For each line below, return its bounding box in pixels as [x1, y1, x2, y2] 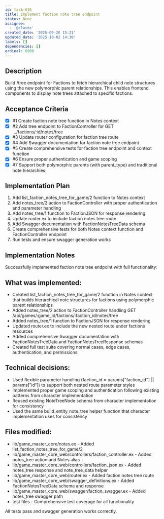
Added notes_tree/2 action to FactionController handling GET [12, 307, 136, 313]
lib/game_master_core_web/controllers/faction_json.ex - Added [12, 462, 141, 468]
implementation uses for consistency [12, 413, 88, 419]
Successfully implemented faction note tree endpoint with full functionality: [5, 264, 158, 270]
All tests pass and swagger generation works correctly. [5, 508, 117, 514]
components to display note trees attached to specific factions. [5, 90, 133, 96]
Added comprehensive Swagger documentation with [12, 334, 120, 339]
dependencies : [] [5, 44, 41, 49]
